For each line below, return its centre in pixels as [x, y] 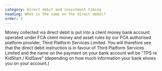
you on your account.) [27, 63]
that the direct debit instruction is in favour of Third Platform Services [75, 48]
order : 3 [14, 18]
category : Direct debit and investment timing [53, 9]
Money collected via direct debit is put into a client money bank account [77, 33]
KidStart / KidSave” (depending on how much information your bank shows [81, 58]
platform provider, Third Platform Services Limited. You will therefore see [78, 43]
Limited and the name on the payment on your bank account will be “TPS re [81, 53]
